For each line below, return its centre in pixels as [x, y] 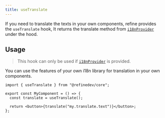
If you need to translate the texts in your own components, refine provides [81, 24]
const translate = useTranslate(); [46, 98]
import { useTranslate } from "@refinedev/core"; [57, 85]
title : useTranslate [27, 10]
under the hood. [22, 34]
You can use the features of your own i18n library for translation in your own [82, 71]
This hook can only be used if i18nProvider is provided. [74, 61]
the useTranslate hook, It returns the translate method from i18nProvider [80, 29]
